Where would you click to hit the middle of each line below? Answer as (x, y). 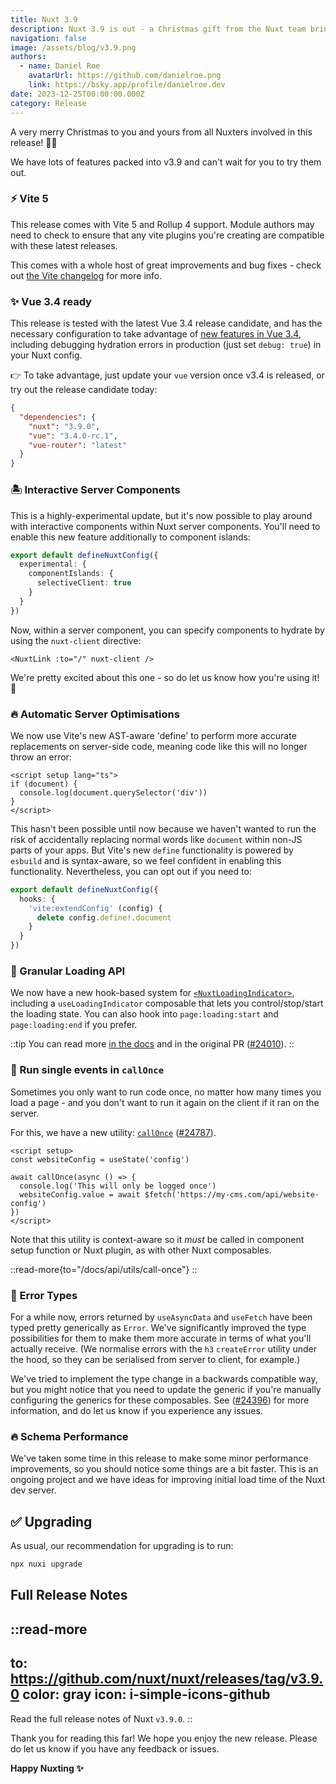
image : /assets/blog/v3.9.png (73, 47)
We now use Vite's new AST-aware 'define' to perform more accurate (153, 735)
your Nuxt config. (46, 355)
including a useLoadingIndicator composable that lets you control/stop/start (167, 1003)
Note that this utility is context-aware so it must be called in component (157, 1239)
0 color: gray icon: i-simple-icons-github (140, 1694)
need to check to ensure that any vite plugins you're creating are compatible (167, 235)
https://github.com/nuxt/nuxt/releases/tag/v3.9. (167, 1679)
